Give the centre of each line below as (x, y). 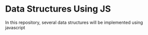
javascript (15, 27)
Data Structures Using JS (58, 9)
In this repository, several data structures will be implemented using (74, 22)
